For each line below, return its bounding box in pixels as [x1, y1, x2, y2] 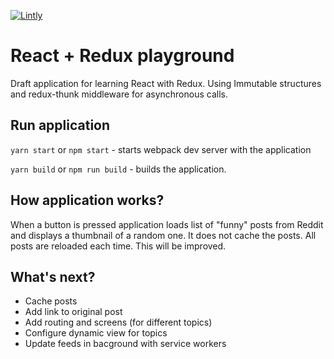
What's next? [10, 268, 96, 285]
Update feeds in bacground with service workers [24, 338, 227, 350]
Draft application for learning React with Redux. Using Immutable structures [10, 77, 322, 89]
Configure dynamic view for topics [24, 327, 168, 339]
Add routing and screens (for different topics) [24, 316, 213, 329]
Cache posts [24, 295, 78, 307]
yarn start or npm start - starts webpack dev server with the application [10, 143, 312, 155]
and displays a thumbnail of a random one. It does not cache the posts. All [10, 229, 317, 241]
